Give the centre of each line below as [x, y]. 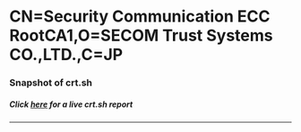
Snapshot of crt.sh [51, 83]
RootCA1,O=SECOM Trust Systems [141, 35]
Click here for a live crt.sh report [71, 104]
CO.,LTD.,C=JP [66, 55]
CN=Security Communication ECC [140, 17]
